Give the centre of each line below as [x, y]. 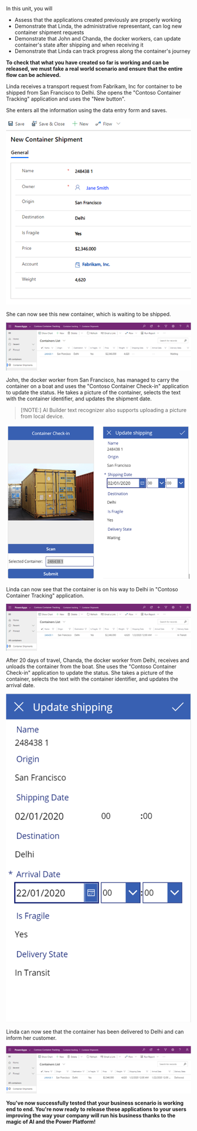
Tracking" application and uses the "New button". [66, 99]
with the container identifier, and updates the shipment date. [79, 399]
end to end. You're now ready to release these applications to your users [96, 1109]
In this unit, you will [29, 9]
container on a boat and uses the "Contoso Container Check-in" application [97, 386]
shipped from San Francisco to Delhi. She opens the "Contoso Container [94, 93]
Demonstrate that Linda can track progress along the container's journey [102, 51]
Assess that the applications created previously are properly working [98, 20]
